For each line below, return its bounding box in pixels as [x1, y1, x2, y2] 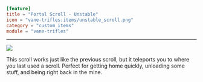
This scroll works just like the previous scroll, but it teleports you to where [6, 56, 190, 63]
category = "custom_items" [6, 22, 74, 28]
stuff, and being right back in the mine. [6, 69, 103, 76]
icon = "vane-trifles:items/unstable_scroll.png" [6, 17, 134, 23]
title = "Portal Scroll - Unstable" [6, 11, 98, 17]
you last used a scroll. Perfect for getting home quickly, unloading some [6, 62, 185, 69]
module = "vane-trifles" [6, 28, 69, 34]
